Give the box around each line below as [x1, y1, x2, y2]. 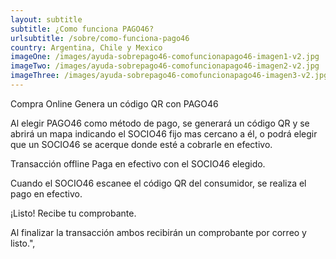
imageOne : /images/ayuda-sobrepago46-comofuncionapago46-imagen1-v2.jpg [10, 52, 320, 62]
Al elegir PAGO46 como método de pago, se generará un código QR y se [10, 117, 310, 129]
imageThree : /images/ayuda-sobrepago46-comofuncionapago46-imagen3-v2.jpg [10, 71, 329, 81]
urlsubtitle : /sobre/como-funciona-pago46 [10, 33, 190, 43]
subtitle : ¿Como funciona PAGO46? [10, 24, 155, 34]
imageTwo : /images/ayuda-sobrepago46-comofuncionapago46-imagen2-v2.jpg [10, 61, 320, 71]
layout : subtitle [10, 14, 83, 25]
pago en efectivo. [10, 187, 83, 200]
